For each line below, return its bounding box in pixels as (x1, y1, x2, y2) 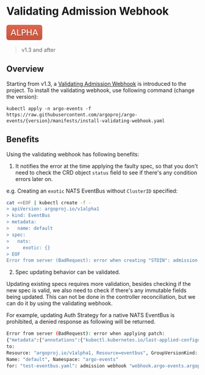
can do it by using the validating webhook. (6, 300, 113, 307)
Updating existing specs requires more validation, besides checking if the (6, 280, 191, 288)
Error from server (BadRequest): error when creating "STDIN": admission (6, 257, 198, 263)
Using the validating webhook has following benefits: (6, 151, 140, 158)
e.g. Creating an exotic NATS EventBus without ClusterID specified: (6, 187, 178, 195)
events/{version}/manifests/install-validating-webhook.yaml (6, 118, 165, 124)
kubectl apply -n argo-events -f (6, 105, 92, 112)
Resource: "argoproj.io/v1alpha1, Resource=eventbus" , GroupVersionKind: (6, 349, 198, 356)
